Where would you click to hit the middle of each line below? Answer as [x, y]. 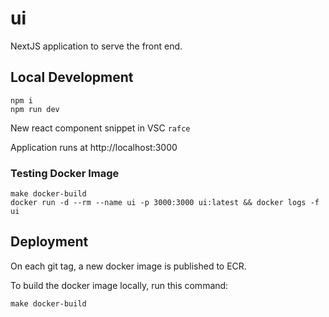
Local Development [72, 77]
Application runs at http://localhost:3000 [94, 147]
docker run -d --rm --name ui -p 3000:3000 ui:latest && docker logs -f [165, 203]
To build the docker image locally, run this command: [119, 285]
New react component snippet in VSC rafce [100, 128]
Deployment [49, 242]
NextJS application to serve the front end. [96, 46]
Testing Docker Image [65, 173]
